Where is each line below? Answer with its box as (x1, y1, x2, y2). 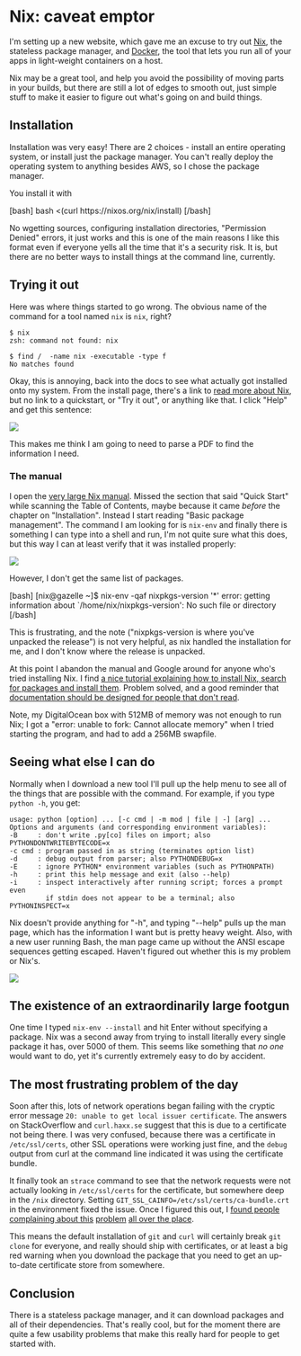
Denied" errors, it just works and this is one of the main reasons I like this (9, 232, 280, 243)
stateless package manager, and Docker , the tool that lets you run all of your (9, 45, 292, 56)
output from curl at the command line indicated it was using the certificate (9, 1148, 284, 1159)
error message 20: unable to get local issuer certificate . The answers (9, 1111, 288, 1121)
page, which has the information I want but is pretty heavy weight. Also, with (9, 926, 293, 937)
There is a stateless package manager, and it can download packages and (9, 1310, 285, 1321)
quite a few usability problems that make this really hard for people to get (9, 1329, 280, 1340)
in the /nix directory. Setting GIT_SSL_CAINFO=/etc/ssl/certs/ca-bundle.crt (9, 1194, 290, 1206)
